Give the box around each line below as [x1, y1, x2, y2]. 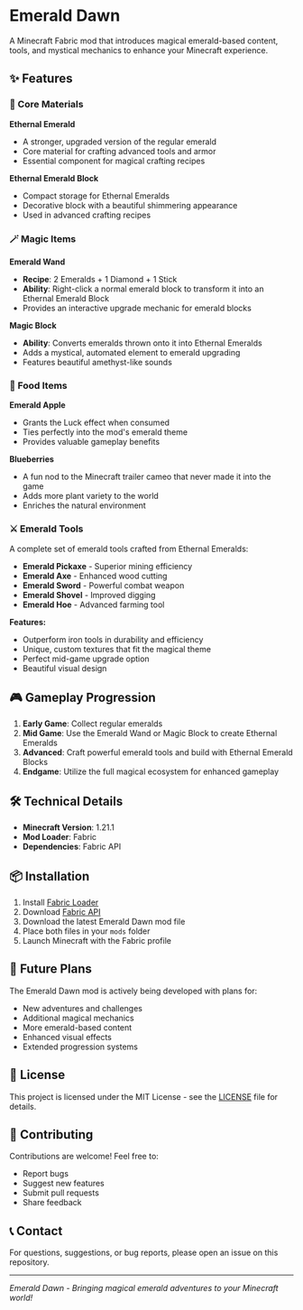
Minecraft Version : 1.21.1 [22, 822, 115, 833]
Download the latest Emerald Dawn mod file [22, 916, 186, 927]
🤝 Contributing [9, 1127, 94, 1142]
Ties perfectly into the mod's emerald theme [22, 427, 188, 438]
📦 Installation [9, 868, 90, 884]
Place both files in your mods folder [22, 926, 151, 936]
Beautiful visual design [22, 662, 107, 673]
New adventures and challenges [22, 1002, 142, 1013]
